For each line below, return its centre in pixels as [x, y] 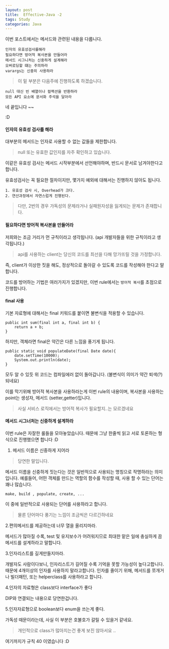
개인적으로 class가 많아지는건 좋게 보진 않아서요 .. [67, 631]
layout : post [19, 10]
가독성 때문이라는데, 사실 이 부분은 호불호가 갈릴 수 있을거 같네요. [69, 620]
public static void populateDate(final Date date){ [61, 351]
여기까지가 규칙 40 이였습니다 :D [37, 641]
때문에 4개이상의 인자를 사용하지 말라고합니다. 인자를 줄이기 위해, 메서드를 [78, 571]
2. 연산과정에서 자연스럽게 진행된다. [38, 196]
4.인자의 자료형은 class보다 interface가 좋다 [49, 588]
